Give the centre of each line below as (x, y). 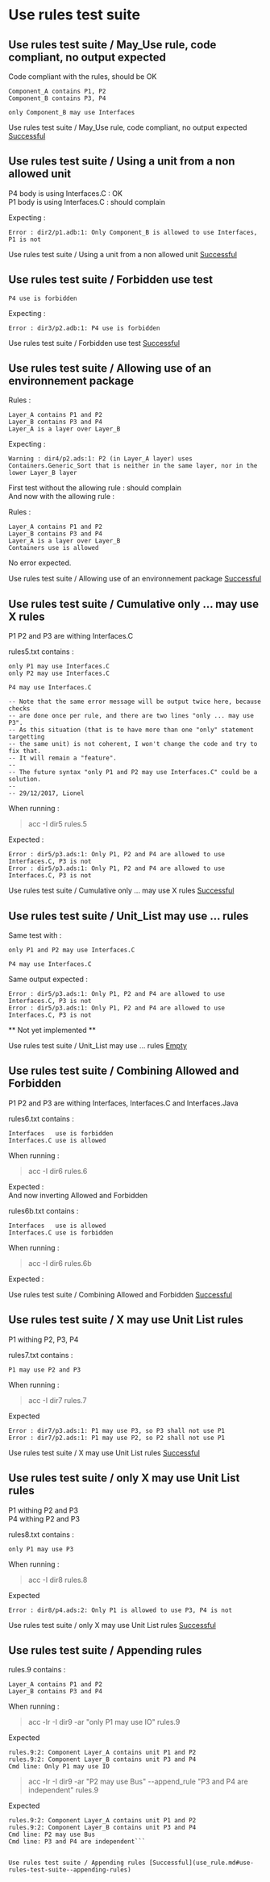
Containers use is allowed (54, 548)
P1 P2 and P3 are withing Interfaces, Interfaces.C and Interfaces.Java (124, 1103)
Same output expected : (48, 979)
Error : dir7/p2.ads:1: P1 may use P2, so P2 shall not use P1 (117, 1438)
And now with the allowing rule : (62, 497)
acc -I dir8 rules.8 (58, 1580)
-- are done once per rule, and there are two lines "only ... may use (131, 716)
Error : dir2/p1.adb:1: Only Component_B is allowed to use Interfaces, (133, 232)
